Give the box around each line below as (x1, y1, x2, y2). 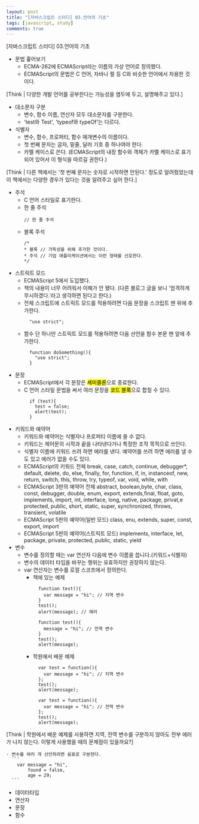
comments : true (6, 25, 44, 32)
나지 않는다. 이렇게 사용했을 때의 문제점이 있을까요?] (12, 738, 134, 745)
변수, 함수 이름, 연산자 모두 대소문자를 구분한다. (23, 111, 134, 118)
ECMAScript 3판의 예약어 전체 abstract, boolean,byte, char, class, (23, 483, 183, 491)
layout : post (6, 8, 39, 15)
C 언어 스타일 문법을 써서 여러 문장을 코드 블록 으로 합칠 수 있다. (23, 386, 172, 393)
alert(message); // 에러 (38, 609, 97, 615)
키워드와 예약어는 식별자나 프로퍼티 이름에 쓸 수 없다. (23, 433, 147, 440)
